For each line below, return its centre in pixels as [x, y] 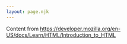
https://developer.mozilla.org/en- [80, 29]
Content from [23, 29]
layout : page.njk [28, 12]
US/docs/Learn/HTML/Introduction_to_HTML [61, 35]
